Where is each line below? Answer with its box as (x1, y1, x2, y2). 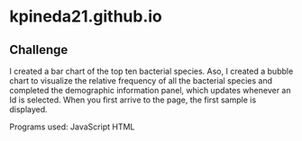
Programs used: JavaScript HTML (9, 121, 135, 132)
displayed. (9, 104, 48, 114)
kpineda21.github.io (9, 6, 162, 27)
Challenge (9, 42, 69, 57)
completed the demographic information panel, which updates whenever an (9, 85, 291, 95)
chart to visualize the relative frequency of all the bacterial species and (9, 75, 273, 86)
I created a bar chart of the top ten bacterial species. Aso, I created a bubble (9, 66, 294, 76)
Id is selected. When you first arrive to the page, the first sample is (9, 94, 257, 105)
